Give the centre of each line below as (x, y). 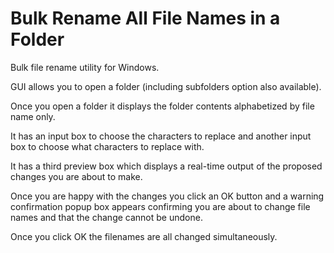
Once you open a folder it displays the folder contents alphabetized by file (162, 106)
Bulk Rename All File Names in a (145, 18)
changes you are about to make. (76, 176)
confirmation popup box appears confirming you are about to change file (160, 206)
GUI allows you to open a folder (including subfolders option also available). (166, 86)
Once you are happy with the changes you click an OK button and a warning (167, 196)
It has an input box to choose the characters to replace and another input (161, 136)
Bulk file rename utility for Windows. (85, 67)
